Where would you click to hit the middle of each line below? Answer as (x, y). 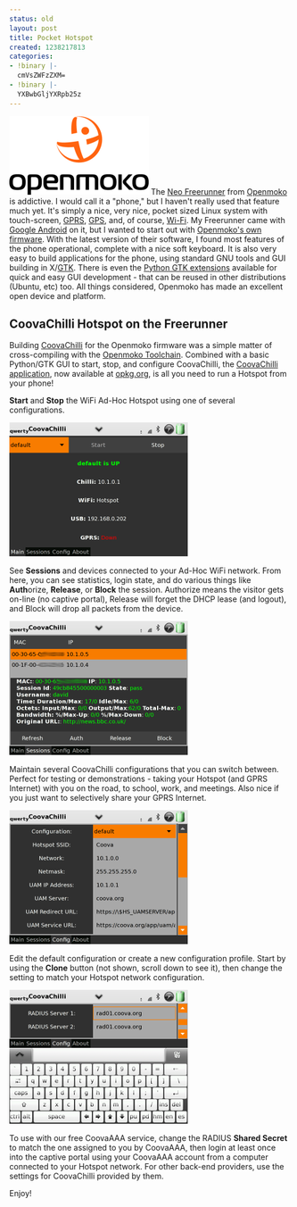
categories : (31, 57)
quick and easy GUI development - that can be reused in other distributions (148, 277)
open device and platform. (58, 296)
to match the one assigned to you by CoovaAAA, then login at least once (143, 1148)
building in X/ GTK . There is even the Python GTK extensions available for (143, 267)
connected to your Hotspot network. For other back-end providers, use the (147, 1167)
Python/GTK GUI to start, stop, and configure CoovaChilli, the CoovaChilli (144, 364)
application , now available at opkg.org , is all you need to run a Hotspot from (148, 374)
